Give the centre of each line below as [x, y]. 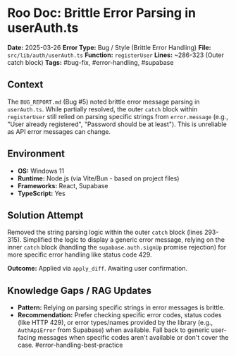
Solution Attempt [45, 215]
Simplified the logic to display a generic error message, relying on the [124, 240]
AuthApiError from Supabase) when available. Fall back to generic [113, 330]
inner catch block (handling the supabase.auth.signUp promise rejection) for [117, 247]
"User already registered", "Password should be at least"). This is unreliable [117, 124]
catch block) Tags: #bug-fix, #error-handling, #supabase [91, 62]
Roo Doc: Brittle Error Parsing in [101, 13]
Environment [36, 154]
